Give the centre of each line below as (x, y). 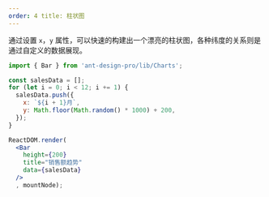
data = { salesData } (52, 170)
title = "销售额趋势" (53, 163)
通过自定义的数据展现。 (47, 50)
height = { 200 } (45, 155)
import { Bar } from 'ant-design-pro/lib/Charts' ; (96, 66)
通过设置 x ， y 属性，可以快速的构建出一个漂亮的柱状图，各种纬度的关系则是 (135, 40)
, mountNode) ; (39, 185)
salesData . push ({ (45, 95)
